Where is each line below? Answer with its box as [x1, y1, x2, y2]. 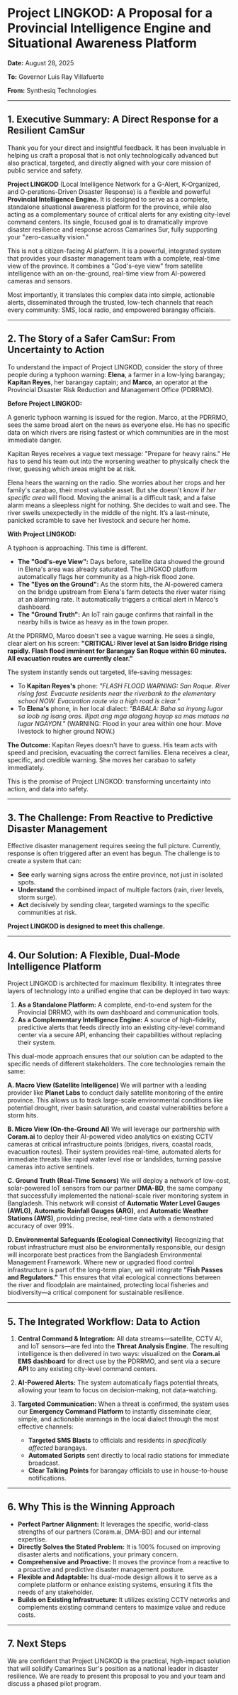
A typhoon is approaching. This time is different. [7, 543, 148, 552]
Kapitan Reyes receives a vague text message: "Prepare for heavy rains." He [7, 449, 231, 457]
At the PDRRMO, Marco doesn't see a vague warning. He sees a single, [7, 631, 215, 640]
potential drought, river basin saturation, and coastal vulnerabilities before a [7, 1103, 229, 1112]
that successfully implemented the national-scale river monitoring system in [7, 1191, 229, 1200]
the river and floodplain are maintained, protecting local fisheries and [7, 1281, 209, 1289]
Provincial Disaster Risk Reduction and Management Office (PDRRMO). [7, 385, 214, 394]
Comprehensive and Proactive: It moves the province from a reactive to [17, 1557, 229, 1566]
